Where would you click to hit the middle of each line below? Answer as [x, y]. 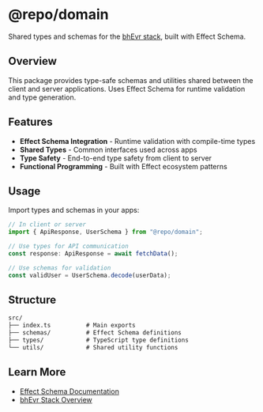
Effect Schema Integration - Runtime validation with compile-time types [137, 141]
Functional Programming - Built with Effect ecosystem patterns [123, 166]
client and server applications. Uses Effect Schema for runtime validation [127, 89]
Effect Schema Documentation [70, 391]
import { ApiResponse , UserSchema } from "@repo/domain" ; [105, 232]
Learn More [37, 372]
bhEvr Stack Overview [56, 399]
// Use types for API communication [68, 247]
